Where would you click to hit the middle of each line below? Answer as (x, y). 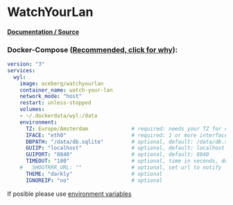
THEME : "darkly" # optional (94, 174)
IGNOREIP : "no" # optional (94, 180)
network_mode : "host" (51, 97)
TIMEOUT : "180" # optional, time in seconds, (122, 161)
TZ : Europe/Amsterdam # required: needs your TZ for (123, 129)
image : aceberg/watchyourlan (62, 83)
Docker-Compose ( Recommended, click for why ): (93, 49)
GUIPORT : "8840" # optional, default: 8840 (117, 155)
